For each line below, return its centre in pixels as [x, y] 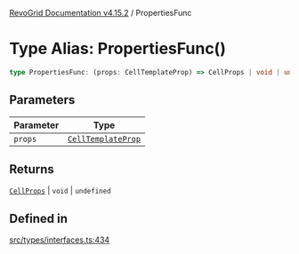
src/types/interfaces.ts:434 [60, 240]
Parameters [42, 100]
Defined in [39, 218]
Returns [32, 169]
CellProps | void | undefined [60, 191]
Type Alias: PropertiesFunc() [118, 49]
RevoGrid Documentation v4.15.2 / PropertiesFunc [101, 13]
